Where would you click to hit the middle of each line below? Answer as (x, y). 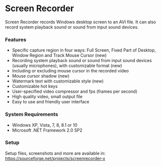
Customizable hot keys (35, 86)
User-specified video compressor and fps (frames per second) (75, 91)
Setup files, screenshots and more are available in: (55, 153)
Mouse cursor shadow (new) (41, 76)
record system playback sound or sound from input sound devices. (72, 27)
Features (16, 39)
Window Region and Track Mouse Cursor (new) (59, 55)
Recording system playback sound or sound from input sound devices (82, 61)
